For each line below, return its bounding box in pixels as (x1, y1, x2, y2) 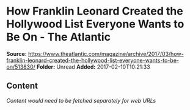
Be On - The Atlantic (6, 30, 111, 44)
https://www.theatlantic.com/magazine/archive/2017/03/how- (28, 50, 185, 57)
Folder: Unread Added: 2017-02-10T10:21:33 (36, 63, 151, 70)
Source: (6, 50, 27, 57)
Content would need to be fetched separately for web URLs (6, 97, 156, 104)
